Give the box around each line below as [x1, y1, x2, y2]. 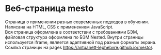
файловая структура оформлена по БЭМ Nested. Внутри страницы [5, 34, 144, 40]
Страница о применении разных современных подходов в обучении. [5, 19, 149, 25]
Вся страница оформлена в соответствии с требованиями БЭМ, [5, 29, 138, 35]
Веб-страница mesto [5, 3, 94, 14]
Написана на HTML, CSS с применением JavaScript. [5, 24, 113, 29]
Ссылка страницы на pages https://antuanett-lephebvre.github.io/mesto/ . [5, 44, 154, 50]
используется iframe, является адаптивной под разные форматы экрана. [5, 39, 157, 45]
